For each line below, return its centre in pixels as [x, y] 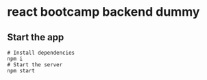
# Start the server [35, 65]
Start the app [36, 37]
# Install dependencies [41, 53]
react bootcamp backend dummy [103, 12]
